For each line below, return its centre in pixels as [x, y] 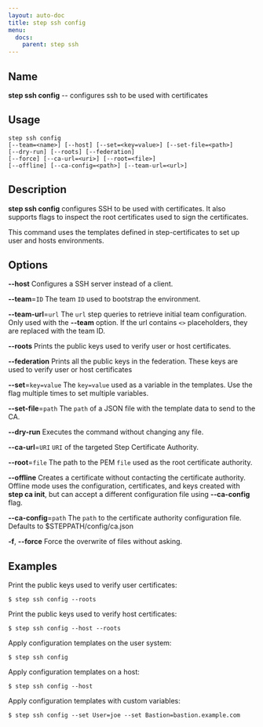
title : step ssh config [47, 23]
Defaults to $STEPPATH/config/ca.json [71, 526]
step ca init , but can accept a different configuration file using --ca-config [129, 495]
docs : [24, 37]
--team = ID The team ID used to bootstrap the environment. [104, 299]
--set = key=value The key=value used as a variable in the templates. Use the [130, 385]
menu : [17, 30]
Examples [33, 566]
